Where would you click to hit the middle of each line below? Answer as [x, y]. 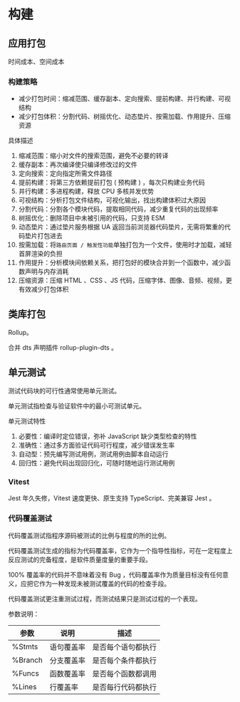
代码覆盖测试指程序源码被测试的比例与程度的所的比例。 [89, 535]
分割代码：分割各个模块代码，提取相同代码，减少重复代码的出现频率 [118, 209]
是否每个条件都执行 [125, 660]
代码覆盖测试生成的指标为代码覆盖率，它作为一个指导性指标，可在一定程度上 [120, 550]
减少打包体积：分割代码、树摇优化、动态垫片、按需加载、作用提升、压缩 [124, 117]
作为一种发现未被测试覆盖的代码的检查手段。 [104, 583]
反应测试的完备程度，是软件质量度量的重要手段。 [80, 559]
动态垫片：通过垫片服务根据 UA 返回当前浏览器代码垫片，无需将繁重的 [121, 227]
